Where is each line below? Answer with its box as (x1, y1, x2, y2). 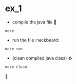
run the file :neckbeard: (12, 37, 59, 43)
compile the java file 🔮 (12, 19, 57, 25)
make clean (5, 64, 27, 69)
